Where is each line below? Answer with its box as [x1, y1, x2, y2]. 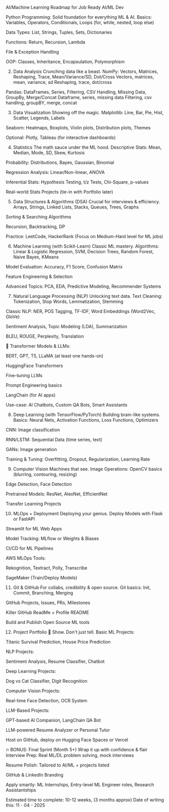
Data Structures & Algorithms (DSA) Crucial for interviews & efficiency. [13, 199, 160, 204]
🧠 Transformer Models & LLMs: [6, 343, 70, 349]
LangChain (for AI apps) [6, 392, 56, 398]
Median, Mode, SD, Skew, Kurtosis [13, 150, 85, 156]
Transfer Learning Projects [6, 501, 61, 507]
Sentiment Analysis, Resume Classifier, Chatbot [6, 658, 105, 664]
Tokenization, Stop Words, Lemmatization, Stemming [13, 298, 123, 304]
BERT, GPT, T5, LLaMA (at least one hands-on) [6, 353, 104, 358]
